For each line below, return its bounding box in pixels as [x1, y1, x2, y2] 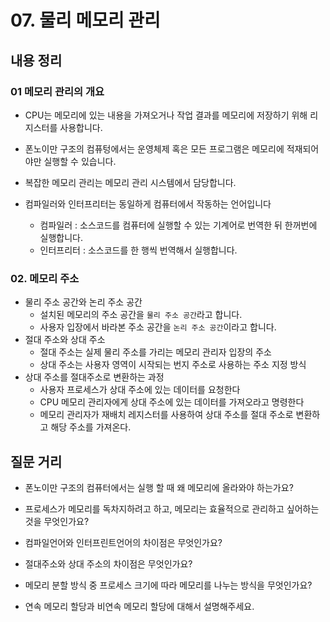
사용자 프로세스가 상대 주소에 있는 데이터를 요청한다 [39, 384, 241, 396]
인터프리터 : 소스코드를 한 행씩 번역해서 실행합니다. [39, 244, 238, 256]
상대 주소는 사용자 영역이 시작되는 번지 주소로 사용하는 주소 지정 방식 [39, 359, 307, 371]
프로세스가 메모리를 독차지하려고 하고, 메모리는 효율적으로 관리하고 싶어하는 [24, 502, 320, 515]
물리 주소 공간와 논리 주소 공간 [24, 296, 143, 308]
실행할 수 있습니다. [43, 155, 117, 167]
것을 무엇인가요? [24, 515, 90, 527]
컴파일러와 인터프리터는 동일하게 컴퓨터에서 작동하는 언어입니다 [24, 197, 272, 210]
